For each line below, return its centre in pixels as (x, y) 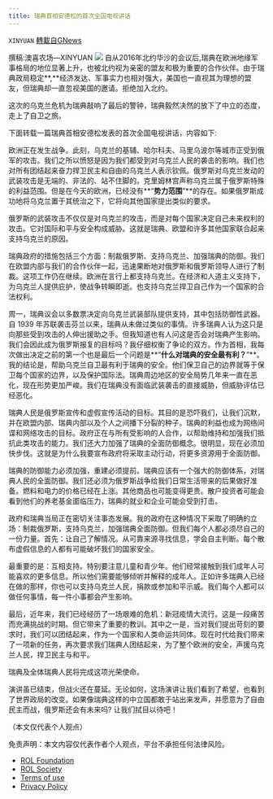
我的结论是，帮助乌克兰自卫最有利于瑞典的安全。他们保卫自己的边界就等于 (133, 365)
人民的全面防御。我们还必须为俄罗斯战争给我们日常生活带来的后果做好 (132, 480)
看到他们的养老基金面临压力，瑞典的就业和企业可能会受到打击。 (115, 500)
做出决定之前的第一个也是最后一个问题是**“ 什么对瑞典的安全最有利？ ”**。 (139, 354)
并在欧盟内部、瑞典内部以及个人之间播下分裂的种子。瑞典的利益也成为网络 (133, 422)
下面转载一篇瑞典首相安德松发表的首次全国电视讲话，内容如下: (113, 133)
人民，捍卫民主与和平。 (54, 654)
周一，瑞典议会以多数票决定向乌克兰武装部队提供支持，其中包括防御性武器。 (136, 313)
